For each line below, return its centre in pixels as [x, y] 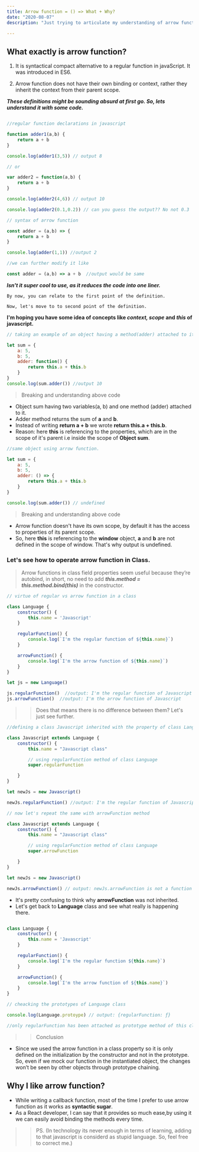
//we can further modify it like [48, 264]
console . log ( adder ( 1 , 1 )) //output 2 [52, 253]
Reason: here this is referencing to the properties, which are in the [96, 431]
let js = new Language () [37, 683]
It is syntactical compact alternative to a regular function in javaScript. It [103, 66]
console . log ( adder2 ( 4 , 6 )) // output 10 [56, 199]
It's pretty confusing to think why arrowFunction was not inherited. [97, 900]
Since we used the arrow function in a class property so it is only [94, 1048]
